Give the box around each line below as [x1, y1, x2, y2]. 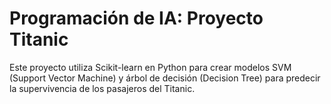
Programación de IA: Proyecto [9, 7, 264, 30]
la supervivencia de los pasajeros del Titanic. [9, 82, 196, 94]
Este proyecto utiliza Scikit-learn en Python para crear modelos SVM [9, 61, 292, 73]
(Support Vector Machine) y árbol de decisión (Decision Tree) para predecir [9, 72, 321, 84]
